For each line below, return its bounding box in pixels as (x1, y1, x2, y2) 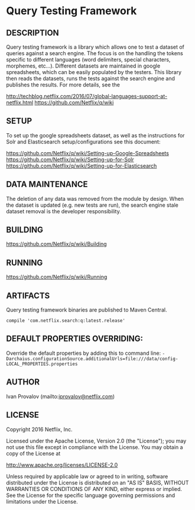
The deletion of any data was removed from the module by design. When (6, 195, 184, 202)
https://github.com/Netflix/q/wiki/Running (6, 274, 108, 281)
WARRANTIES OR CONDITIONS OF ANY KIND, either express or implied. (6, 485, 182, 492)
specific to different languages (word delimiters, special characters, (6, 56, 171, 63)
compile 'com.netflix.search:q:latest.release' (6, 318, 126, 324)
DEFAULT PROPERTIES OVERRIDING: (6, 333, 144, 344)
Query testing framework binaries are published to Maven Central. (6, 306, 167, 313)
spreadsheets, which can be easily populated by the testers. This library (6, 69, 182, 75)
